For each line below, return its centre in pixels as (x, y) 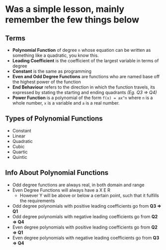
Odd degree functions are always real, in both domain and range (78, 185)
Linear (19, 136)
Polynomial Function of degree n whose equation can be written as (82, 50)
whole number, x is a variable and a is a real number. (66, 103)
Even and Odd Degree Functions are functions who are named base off (86, 76)
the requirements (37, 201)
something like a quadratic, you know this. (55, 55)
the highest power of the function (46, 82)
